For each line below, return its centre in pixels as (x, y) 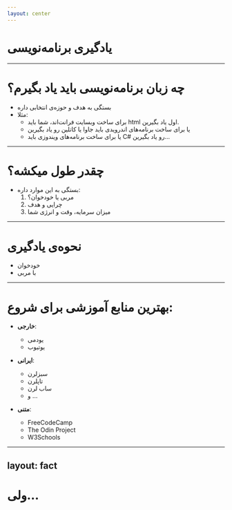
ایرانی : (26, 361)
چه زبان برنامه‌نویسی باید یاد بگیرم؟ (96, 88)
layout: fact (32, 465)
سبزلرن (38, 374)
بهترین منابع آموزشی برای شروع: (90, 307)
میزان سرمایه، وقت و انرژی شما (69, 212)
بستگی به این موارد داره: (49, 190)
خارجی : (27, 326)
